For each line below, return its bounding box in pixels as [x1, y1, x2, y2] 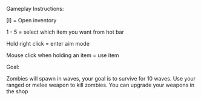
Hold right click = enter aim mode [6, 40, 90, 47]
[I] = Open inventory [6, 17, 57, 23]
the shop [6, 88, 28, 95]
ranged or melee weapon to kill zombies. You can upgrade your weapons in [6, 81, 195, 88]
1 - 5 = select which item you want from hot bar [6, 28, 124, 35]
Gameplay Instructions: [6, 5, 64, 12]
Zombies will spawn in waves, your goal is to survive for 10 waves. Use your [6, 75, 196, 82]
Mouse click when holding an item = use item [6, 52, 119, 59]
